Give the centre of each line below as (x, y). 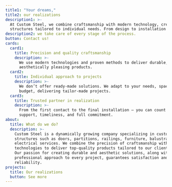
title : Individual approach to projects (58, 77)
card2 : (17, 72)
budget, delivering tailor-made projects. (65, 91)
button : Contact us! (27, 39)
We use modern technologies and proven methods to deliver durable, (93, 63)
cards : (12, 44)
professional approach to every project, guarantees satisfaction (87, 158)
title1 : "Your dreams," (31, 10)
